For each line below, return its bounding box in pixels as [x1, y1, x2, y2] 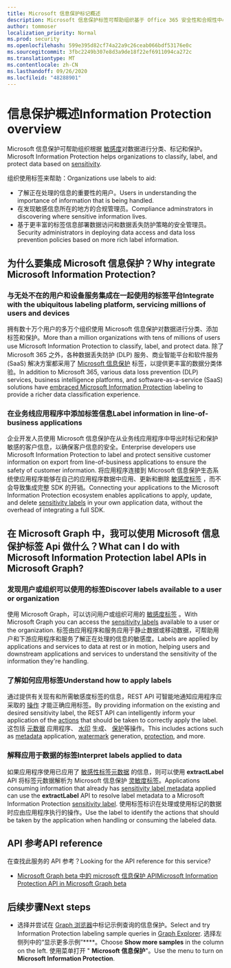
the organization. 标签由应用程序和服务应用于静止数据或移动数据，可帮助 [7, 625, 213, 634]
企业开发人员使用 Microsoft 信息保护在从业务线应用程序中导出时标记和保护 [7, 434, 219, 443]
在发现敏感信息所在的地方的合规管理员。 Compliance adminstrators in [16, 205, 213, 213]
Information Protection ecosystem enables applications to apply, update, [7, 491, 212, 500]
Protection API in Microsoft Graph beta [16, 880, 127, 888]
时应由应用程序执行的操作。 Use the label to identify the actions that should [7, 808, 219, 816]
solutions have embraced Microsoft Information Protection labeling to [7, 383, 203, 391]
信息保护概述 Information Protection [7, 106, 212, 121]
